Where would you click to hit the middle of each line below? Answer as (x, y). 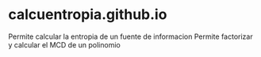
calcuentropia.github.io (88, 15)
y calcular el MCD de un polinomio (64, 44)
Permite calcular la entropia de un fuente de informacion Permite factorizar (130, 36)
